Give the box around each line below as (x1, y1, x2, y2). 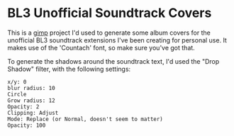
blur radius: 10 (7, 84, 55, 91)
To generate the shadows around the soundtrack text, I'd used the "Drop (7, 57, 220, 65)
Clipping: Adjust (7, 109, 59, 116)
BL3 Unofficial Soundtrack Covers (7, 5, 212, 21)
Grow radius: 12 (7, 97, 55, 104)
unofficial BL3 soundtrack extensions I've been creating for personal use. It (7, 35, 227, 44)
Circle (7, 91, 27, 98)
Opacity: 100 (7, 122, 46, 129)
